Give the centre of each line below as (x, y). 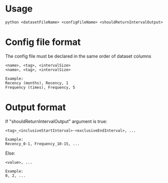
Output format (36, 108)
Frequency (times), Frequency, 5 (40, 87)
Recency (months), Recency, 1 (37, 83)
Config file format (43, 42)
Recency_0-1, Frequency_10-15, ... (43, 144)
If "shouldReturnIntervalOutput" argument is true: (56, 121)
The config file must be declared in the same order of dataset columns (78, 56)
